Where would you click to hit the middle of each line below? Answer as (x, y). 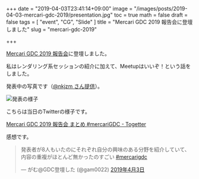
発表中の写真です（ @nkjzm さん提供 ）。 (54, 86)
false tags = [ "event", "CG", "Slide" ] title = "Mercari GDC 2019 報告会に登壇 (99, 22)
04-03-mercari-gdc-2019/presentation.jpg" (59, 15)
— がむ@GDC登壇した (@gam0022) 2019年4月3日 (83, 169)
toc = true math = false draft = (151, 15)
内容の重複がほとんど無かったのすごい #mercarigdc (84, 157)
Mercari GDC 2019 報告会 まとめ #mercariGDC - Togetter (76, 124)
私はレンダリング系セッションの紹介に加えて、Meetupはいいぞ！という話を (99, 66)
